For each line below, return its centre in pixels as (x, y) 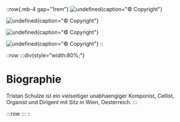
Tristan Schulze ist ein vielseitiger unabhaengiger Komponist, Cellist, (90, 96)
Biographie (34, 79)
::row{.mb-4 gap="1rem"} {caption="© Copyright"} (84, 9)
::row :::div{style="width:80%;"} (46, 55)
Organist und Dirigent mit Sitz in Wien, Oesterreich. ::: (72, 102)
